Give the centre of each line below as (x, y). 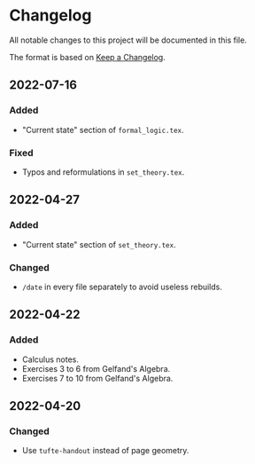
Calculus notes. (50, 359)
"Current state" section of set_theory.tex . (99, 244)
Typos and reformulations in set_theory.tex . (103, 172)
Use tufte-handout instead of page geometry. (105, 451)
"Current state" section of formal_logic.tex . (103, 130)
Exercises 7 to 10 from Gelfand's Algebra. (97, 378)
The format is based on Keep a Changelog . (87, 57)
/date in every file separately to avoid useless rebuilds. (122, 287)
